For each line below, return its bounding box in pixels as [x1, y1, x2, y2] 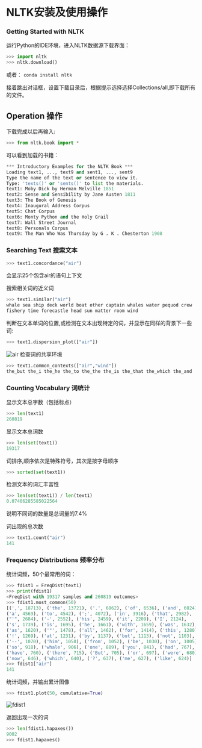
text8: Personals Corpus [6, 225, 69, 231]
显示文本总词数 [6, 428, 43, 435]
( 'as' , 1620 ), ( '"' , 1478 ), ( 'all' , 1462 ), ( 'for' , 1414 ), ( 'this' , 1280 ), [6, 628, 200, 634]
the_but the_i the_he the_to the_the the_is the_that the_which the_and [6, 368, 192, 374]
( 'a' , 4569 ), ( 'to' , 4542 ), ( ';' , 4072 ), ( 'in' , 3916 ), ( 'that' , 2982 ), [6, 611, 192, 617]
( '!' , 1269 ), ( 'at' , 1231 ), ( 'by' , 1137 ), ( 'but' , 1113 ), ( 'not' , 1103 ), [6, 633, 195, 639]
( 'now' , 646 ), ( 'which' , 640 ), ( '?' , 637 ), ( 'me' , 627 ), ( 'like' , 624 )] [6, 655, 192, 661]
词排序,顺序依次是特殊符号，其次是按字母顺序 [6, 457, 119, 464]
